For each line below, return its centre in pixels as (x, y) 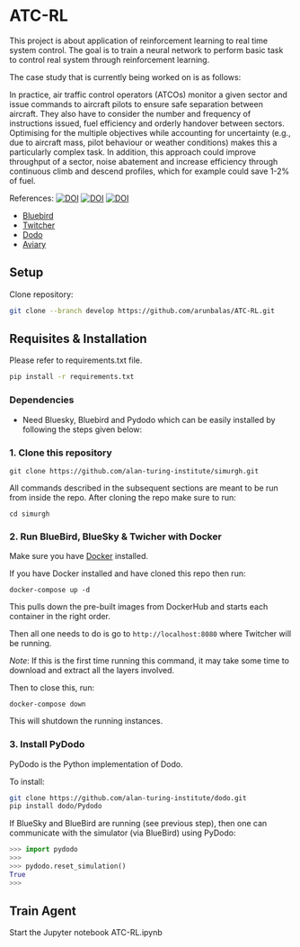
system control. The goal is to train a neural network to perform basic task (146, 50)
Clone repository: (41, 294)
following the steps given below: (82, 429)
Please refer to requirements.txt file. (76, 360)
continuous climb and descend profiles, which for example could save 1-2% (150, 171)
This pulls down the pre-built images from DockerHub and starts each (139, 607)
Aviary (34, 244)
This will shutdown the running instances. (86, 721)
